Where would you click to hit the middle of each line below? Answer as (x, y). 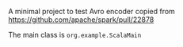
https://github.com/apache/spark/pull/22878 (81, 20)
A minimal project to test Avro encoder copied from (92, 11)
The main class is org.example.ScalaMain (75, 35)
